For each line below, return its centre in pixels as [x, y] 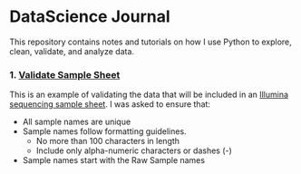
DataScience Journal [90, 17]
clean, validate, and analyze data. [72, 51]
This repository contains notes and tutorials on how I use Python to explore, [150, 42]
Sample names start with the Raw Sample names [114, 160]
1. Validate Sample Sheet [65, 74]
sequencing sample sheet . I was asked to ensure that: [110, 104]
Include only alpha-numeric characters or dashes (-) [134, 150]
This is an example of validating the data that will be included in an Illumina [149, 95]
